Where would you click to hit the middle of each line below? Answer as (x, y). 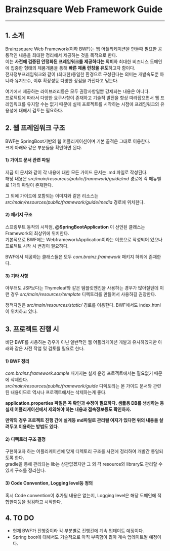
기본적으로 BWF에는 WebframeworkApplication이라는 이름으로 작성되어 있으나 (84, 239)
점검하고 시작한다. (45, 502)
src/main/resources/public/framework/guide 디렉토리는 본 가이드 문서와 (79, 386)
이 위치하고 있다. (22, 311)
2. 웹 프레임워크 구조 (35, 128)
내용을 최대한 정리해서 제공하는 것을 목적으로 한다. (68, 55)
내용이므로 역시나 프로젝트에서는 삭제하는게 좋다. (58, 393)
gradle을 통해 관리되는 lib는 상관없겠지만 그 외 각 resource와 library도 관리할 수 (84, 464)
